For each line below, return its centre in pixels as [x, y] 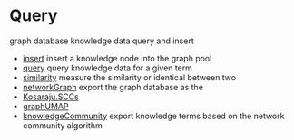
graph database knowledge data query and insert [102, 41]
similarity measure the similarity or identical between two [129, 77]
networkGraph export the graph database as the [113, 87]
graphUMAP [46, 106]
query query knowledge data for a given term [108, 68]
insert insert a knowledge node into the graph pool [117, 58]
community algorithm [62, 125]
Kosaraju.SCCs [50, 97]
